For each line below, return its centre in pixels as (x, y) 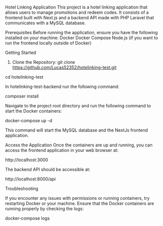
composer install (22, 96)
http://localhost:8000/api (31, 179)
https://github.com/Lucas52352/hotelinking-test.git (64, 67)
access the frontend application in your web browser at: (62, 150)
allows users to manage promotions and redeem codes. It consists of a (77, 12)
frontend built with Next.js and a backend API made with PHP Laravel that (80, 18)
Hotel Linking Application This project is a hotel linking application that (76, 7)
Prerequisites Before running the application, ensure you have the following (81, 32)
